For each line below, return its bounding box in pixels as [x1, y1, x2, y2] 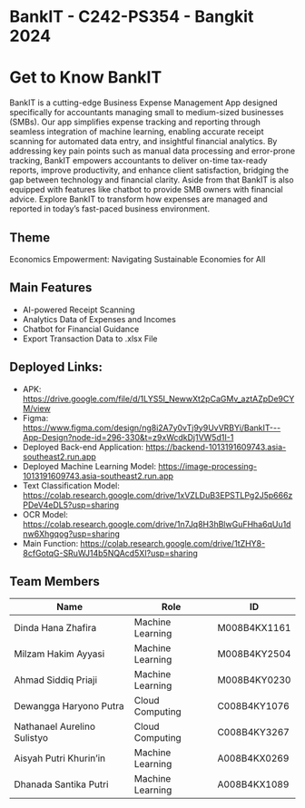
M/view [22, 402, 52, 414]
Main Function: [22, 537, 79, 548]
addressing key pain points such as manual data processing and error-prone [9, 145, 296, 156]
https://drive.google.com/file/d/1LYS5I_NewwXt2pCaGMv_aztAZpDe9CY [22, 393, 295, 404]
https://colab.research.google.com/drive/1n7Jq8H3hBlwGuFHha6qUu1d [22, 518, 291, 529]
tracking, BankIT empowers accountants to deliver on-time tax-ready [9, 155, 268, 166]
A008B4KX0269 [217, 752, 290, 764]
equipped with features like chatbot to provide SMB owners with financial [9, 184, 283, 195]
